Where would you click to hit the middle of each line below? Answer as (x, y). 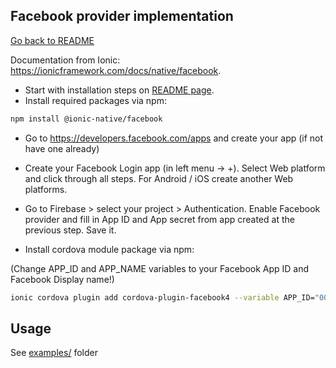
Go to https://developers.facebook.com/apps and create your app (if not (174, 138)
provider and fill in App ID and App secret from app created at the (159, 219)
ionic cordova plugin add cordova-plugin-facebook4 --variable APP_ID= (162, 297)
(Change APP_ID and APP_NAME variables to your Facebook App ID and (160, 268)
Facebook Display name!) (62, 279)
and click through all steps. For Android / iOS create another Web (159, 178)
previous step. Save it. (70, 230)
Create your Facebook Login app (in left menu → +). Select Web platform (175, 168)
